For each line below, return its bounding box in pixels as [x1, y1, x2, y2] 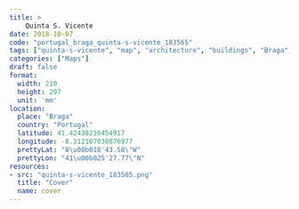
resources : [9, 162, 50, 171]
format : [9, 71, 38, 80]
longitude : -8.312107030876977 [17, 137, 133, 146]
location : [9, 104, 46, 113]
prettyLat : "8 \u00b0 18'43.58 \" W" [17, 145, 141, 154]
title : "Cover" [17, 179, 74, 188]
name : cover [17, 187, 62, 196]
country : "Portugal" [17, 121, 93, 130]
